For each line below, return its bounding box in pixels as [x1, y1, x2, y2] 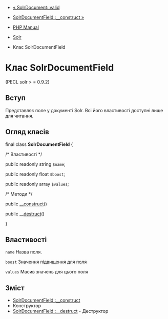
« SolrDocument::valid [12, 5, 60, 10]
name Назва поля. [5, 249, 42, 255]
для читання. [5, 113, 34, 119]
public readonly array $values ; [5, 181, 69, 187]
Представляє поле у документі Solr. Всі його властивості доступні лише [5, 107, 163, 113]
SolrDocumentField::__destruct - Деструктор [12, 308, 109, 314]
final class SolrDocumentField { [5, 141, 73, 147]
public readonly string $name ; [5, 161, 66, 167]
